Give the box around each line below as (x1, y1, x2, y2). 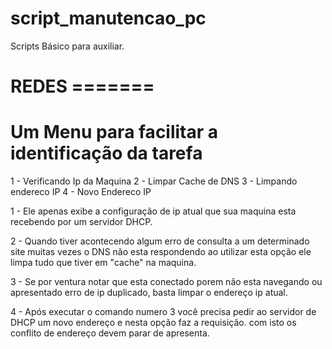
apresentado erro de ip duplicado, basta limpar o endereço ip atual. (10, 287, 288, 299)
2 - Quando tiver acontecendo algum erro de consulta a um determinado (10, 235, 310, 247)
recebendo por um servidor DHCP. (10, 216, 153, 228)
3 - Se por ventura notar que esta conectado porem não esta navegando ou (10, 276, 323, 288)
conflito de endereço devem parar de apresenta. (10, 327, 210, 339)
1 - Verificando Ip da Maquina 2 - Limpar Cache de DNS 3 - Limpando (10, 175, 298, 187)
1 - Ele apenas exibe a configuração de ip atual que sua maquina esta (10, 205, 297, 217)
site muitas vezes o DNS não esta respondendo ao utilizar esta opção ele (10, 246, 312, 258)
